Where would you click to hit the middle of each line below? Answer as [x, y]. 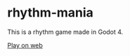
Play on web [25, 45]
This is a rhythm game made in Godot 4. [65, 32]
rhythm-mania [50, 13]
